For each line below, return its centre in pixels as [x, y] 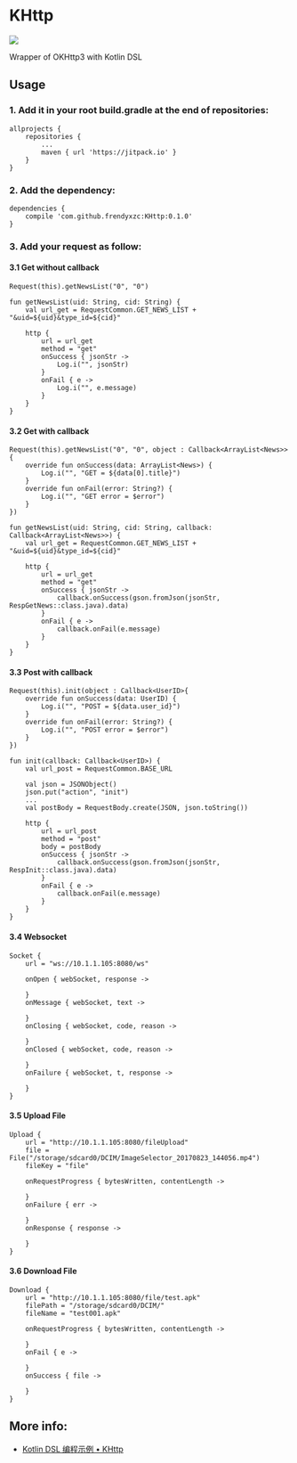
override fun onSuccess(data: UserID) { [101, 699]
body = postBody [71, 847]
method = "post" [71, 839]
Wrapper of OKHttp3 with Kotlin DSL [76, 57]
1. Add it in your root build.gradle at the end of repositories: [139, 110]
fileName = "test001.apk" [73, 1314]
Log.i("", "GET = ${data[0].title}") [111, 473]
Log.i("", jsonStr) [92, 365]
